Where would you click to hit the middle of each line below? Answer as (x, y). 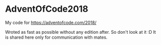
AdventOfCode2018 (47, 9)
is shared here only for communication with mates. (56, 37)
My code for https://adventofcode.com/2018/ (51, 22)
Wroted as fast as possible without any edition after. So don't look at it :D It (80, 32)
